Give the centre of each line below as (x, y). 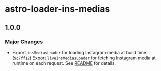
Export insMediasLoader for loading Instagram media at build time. (80, 52)
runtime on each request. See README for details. (64, 63)
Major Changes (24, 42)
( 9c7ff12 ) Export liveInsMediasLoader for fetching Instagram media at (84, 58)
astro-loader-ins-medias (57, 9)
